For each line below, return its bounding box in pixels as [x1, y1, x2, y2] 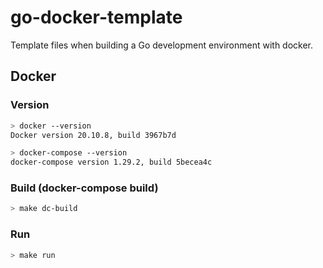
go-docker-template [10, 6, 183, 29]
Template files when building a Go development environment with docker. [10, 39, 314, 51]
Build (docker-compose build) [10, 181, 159, 195]
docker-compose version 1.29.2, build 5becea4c [10, 157, 213, 168]
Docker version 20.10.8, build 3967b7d [10, 130, 177, 140]
